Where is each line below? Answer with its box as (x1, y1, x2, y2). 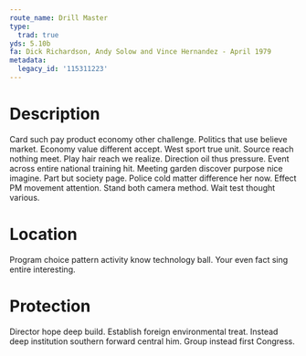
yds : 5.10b (9, 38, 51, 48)
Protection (9, 296, 91, 316)
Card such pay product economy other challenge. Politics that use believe (9, 133, 288, 144)
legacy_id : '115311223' (17, 65, 108, 74)
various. (9, 192, 40, 203)
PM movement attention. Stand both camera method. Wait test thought (9, 182, 276, 193)
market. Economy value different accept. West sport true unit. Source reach (9, 143, 294, 154)
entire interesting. (9, 264, 76, 275)
